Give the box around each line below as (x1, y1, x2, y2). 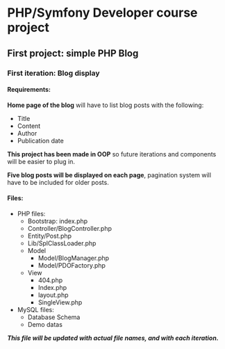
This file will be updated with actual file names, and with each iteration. (7, 334, 219, 342)
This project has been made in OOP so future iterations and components (7, 149, 217, 158)
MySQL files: (17, 305, 54, 314)
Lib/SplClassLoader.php (27, 238, 97, 247)
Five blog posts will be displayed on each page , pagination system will (7, 170, 212, 179)
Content (17, 122, 41, 130)
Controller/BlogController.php (27, 224, 112, 232)
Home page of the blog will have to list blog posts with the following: (7, 101, 204, 109)
